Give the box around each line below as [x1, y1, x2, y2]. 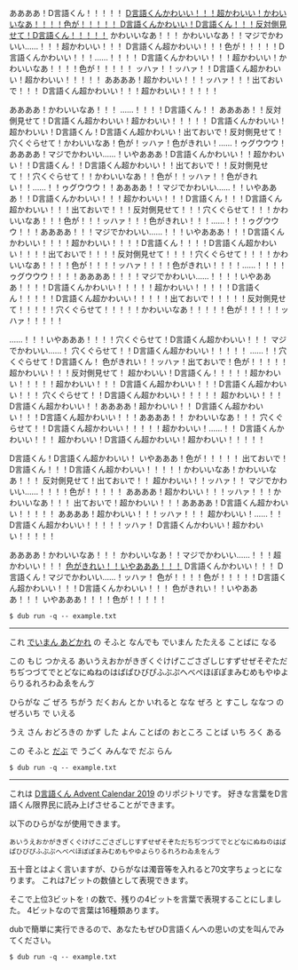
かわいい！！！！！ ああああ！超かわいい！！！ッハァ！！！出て [32, 75, 268, 84]
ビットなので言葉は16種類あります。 [31, 905, 164, 915]
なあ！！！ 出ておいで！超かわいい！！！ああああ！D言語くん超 [32, 497, 266, 508]
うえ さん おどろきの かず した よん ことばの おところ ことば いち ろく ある [9, 727, 282, 737]
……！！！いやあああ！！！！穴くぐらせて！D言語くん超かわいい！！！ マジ [9, 334, 286, 345]
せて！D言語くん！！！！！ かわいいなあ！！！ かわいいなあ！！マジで [9, 30, 268, 40]
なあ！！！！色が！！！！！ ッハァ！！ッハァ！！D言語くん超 [32, 63, 259, 74]
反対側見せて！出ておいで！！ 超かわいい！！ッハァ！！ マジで [42, 475, 272, 486]
